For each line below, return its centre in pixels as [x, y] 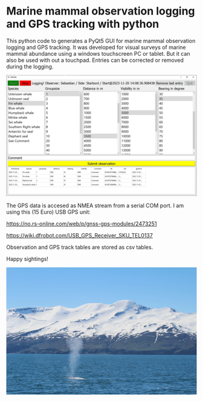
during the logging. [30, 66]
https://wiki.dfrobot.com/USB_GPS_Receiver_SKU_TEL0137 [79, 235]
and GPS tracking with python [83, 24]
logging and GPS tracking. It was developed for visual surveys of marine [96, 47]
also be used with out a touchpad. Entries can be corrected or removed [95, 60]
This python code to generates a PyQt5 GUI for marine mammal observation [101, 41]
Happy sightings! [27, 259]
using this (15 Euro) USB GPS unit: [48, 212]
